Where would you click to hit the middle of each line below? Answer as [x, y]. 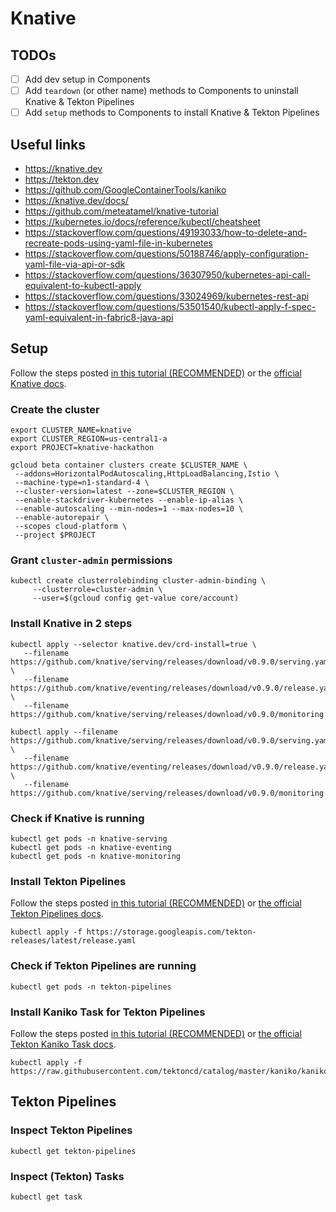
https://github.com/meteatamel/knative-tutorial [121, 211]
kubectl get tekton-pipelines [73, 1151]
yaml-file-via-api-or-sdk [75, 264]
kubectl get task [46, 1197]
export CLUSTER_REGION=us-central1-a [89, 439]
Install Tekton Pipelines [68, 881]
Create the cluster [55, 409]
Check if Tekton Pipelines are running [103, 966]
